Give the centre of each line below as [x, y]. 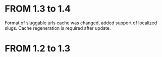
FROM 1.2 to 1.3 [38, 49]
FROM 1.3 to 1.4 [38, 9]
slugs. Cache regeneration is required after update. [58, 28]
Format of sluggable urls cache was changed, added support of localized [81, 23]
